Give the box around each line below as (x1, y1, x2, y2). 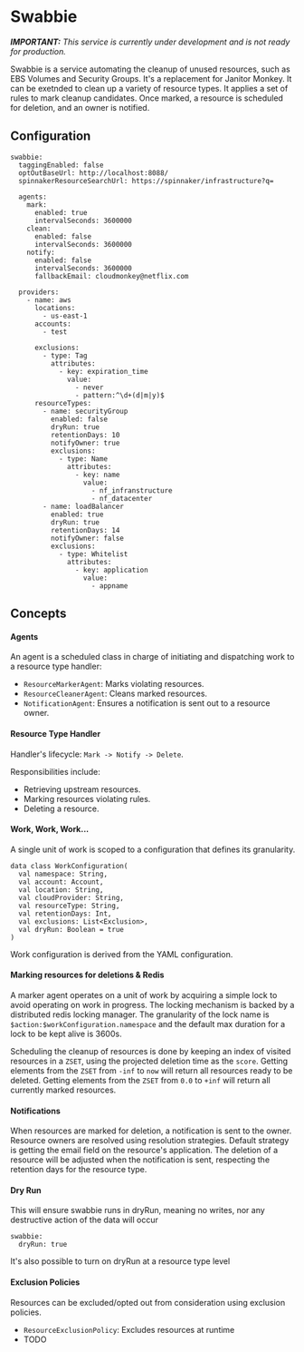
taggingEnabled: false (18, 161, 104, 170)
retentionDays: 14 (50, 525, 120, 534)
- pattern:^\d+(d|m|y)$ (74, 390, 166, 400)
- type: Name (58, 454, 108, 464)
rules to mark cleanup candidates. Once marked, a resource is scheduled (10, 93, 284, 103)
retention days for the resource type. (10, 1164, 147, 1175)
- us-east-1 (43, 311, 89, 320)
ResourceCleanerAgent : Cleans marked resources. (23, 688, 207, 700)
